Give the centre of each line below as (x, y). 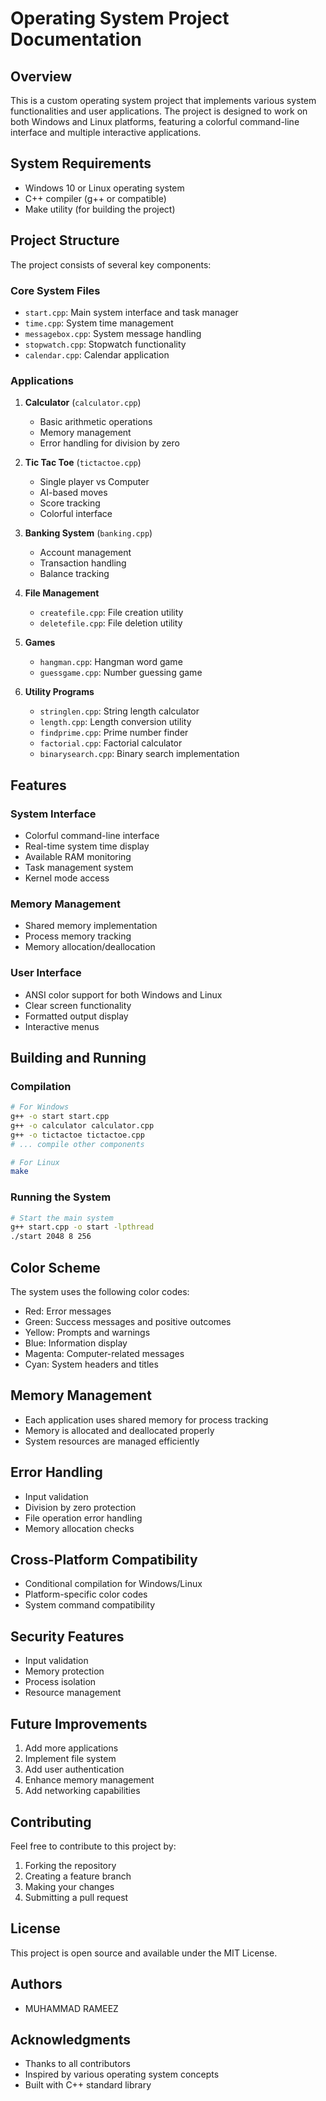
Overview (41, 76)
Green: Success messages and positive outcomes (128, 1322)
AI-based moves (73, 493)
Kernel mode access (67, 878)
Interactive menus (62, 1026)
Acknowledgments (71, 2039)
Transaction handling (83, 563)
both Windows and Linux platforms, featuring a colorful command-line (155, 121)
